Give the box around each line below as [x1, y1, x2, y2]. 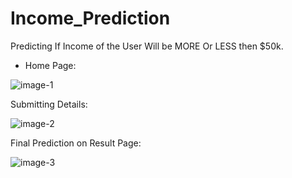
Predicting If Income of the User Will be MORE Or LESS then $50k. [10, 40, 284, 52]
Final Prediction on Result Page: [10, 137, 142, 149]
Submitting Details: [10, 98, 88, 110]
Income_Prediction [10, 7, 171, 30]
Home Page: [24, 59, 77, 71]
